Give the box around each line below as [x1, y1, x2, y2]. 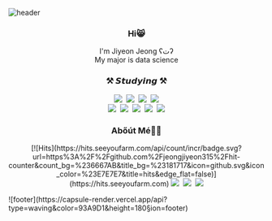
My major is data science [94, 55, 179, 65]
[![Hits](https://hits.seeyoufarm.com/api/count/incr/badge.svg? [31, 143, 242, 153]
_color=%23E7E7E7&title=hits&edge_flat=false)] [56, 169, 217, 179]
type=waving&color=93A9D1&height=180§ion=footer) [8, 203, 188, 213]
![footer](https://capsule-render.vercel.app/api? [8, 194, 168, 204]
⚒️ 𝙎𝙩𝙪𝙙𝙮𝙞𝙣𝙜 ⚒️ [106, 76, 167, 87]
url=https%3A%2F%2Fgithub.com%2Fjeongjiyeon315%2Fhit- [32, 151, 241, 162]
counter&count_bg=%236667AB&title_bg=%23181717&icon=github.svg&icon [8, 160, 265, 170]
